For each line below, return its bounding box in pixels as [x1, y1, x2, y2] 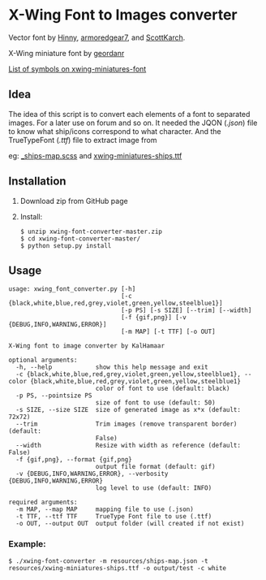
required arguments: [8, 498, 79, 507]
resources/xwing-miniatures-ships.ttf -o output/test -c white [8, 564, 227, 572]
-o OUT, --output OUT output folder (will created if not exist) [15, 520, 245, 528]
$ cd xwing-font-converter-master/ [19, 234, 141, 243]
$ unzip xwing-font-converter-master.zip [19, 227, 162, 236]
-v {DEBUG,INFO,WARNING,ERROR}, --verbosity [15, 470, 169, 478]
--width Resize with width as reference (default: [15, 441, 242, 450]
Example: [8, 539, 46, 550]
